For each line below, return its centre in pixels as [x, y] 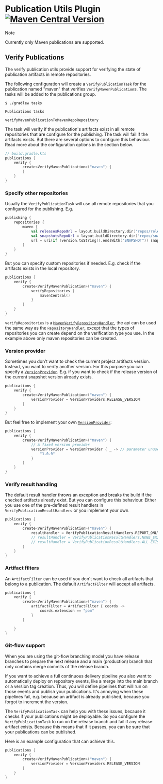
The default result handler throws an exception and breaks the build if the [78, 495]
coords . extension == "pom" [67, 611]
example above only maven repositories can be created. [61, 338]
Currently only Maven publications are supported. [55, 42]
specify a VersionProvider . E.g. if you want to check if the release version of [81, 372]
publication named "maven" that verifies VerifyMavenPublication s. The [76, 89]
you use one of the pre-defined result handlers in [54, 505]
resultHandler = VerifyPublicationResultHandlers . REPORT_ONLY [95, 533]
